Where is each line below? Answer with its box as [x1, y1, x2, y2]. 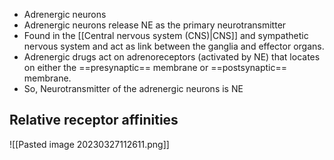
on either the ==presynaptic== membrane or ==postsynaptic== [23, 62, 287, 73]
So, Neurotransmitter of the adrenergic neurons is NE [23, 83, 244, 94]
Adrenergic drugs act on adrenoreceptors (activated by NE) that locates [23, 51, 321, 63]
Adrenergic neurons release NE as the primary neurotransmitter [23, 19, 287, 31]
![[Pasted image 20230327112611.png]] [9, 138, 170, 150]
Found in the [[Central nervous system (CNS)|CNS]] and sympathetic [23, 30, 309, 41]
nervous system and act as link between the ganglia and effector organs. [23, 40, 325, 52]
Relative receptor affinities [9, 112, 179, 129]
